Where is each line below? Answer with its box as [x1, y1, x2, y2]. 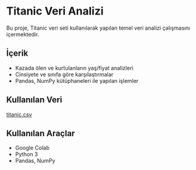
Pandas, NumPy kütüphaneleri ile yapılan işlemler [15, 77, 139, 84]
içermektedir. [6, 30, 39, 38]
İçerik [6, 48, 29, 59]
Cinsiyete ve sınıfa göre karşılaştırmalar [15, 71, 114, 78]
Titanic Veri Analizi [6, 4, 104, 18]
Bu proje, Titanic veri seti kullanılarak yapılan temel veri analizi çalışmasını [6, 24, 191, 31]
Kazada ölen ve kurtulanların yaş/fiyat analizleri [15, 64, 133, 71]
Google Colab [15, 144, 50, 152]
